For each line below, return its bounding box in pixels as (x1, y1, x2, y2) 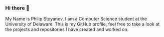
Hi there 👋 (5, 4, 30, 11)
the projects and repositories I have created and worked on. (5, 26, 129, 32)
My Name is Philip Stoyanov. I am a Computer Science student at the (5, 16, 147, 22)
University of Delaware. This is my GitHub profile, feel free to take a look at (5, 21, 160, 27)
